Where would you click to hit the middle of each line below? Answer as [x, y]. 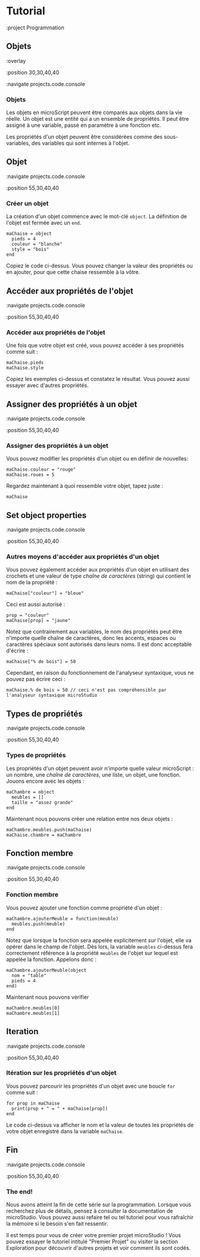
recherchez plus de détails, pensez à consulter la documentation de [90, 1211]
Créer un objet [27, 203]
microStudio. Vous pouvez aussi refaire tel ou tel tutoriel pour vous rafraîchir [100, 1217]
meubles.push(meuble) [39, 924]
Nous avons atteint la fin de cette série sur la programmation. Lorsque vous [99, 1204]
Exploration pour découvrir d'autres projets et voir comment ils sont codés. [99, 1247]
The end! [19, 1191]
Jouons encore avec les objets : [45, 781]
